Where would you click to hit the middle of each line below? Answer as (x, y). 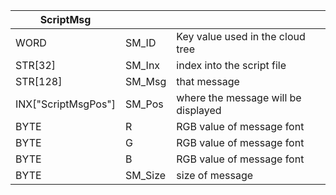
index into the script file (231, 65)
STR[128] (39, 81)
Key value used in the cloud (241, 36)
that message (208, 81)
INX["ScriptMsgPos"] (66, 104)
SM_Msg (146, 81)
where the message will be (239, 97)
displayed (199, 110)
